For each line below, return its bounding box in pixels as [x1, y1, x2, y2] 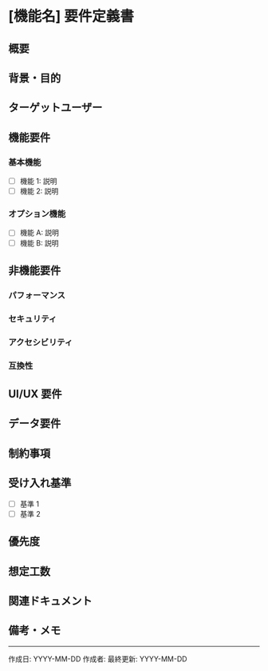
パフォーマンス [8, 290, 66, 301]
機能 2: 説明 [19, 186, 59, 196]
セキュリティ [8, 313, 57, 324]
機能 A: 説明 [19, 228, 60, 238]
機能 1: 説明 [19, 177, 57, 186]
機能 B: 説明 [19, 238, 59, 248]
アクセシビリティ [8, 337, 73, 348]
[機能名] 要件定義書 [8, 7, 134, 26]
